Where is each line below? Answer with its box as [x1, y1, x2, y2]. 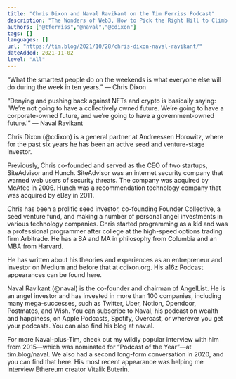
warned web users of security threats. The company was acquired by [7, 176, 209, 184]
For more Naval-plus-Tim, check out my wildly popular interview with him [7, 335, 219, 343]
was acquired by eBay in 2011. [7, 191, 95, 199]
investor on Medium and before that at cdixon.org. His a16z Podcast [7, 263, 204, 271]
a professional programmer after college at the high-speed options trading [7, 226, 223, 236]
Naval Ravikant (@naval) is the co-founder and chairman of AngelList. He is [7, 284, 226, 293]
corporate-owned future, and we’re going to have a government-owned [7, 111, 214, 120]
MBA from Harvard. [7, 242, 64, 250]
